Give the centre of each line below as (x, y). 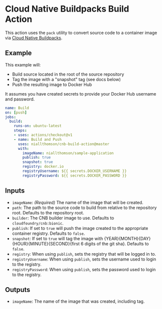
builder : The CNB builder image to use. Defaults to (63, 218)
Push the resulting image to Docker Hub (52, 84)
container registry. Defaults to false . (49, 233)
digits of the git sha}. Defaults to (117, 244)
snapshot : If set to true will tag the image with (57, 238)
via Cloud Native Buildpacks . (34, 38)
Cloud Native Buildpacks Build (67, 9)
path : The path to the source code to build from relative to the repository (84, 208)
